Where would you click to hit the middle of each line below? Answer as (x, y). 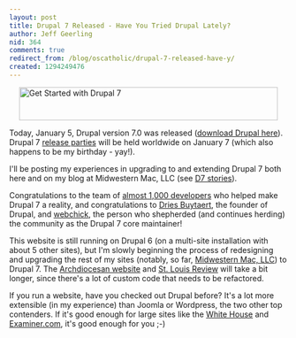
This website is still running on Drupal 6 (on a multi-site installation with (139, 241)
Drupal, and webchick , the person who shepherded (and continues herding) (147, 214)
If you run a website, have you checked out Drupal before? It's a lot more (142, 295)
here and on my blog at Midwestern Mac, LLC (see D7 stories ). (123, 178)
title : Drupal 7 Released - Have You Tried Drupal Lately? (120, 26)
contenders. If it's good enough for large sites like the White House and (139, 314)
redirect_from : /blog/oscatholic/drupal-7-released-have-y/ (122, 58)
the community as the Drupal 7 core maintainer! (96, 223)
